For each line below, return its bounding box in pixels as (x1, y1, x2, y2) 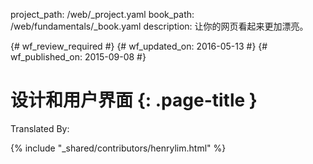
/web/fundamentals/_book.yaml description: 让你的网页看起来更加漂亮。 (10, 20, 309, 32)
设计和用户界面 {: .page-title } (10, 89, 258, 112)
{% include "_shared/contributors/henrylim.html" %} (10, 142, 227, 154)
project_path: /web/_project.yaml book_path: (10, 9, 195, 20)
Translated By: (10, 122, 70, 134)
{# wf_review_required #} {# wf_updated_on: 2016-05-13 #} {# (10, 40, 268, 52)
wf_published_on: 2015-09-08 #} (10, 51, 147, 63)
